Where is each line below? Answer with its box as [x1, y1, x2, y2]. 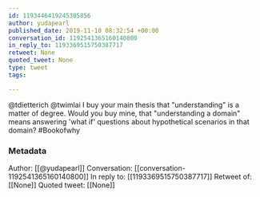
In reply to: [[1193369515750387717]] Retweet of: [90, 171, 252, 181]
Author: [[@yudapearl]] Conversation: [8, 163, 134, 172]
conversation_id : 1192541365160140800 [8, 33, 138, 42]
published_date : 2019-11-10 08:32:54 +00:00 [8, 26, 159, 34]
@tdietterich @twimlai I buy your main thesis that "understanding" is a [8, 100, 240, 109]
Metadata [8, 145, 46, 156]
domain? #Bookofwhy [8, 125, 81, 135]
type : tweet [8, 64, 48, 72]
